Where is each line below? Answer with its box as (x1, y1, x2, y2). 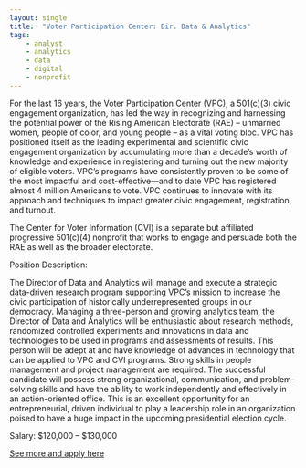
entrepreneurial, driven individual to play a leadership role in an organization (9, 402, 296, 413)
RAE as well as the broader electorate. (9, 241, 153, 252)
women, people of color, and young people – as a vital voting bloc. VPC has (9, 127, 294, 138)
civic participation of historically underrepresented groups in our (9, 296, 253, 307)
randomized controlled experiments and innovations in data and (9, 325, 249, 336)
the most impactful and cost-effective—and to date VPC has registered (9, 175, 277, 186)
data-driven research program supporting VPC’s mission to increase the (9, 286, 280, 297)
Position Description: (9, 259, 89, 270)
